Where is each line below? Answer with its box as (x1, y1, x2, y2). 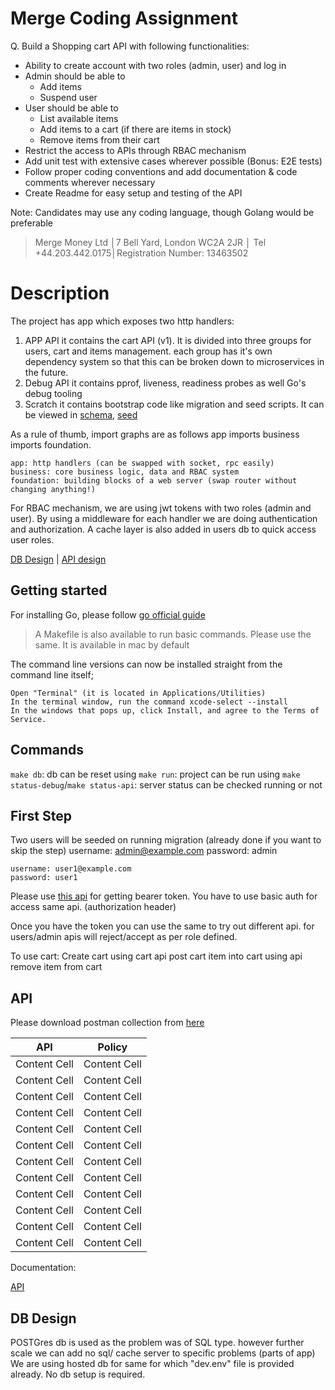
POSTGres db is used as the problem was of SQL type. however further (10, 1336, 305, 1348)
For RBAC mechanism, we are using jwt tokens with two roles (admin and (10, 502, 312, 514)
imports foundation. (10, 438, 92, 451)
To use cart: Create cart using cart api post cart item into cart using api (10, 950, 303, 962)
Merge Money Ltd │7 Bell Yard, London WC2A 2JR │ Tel (34, 236, 267, 248)
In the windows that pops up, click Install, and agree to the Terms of (10, 705, 320, 716)
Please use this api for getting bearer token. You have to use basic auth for (10, 890, 318, 902)
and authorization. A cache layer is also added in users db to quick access (10, 523, 317, 535)
